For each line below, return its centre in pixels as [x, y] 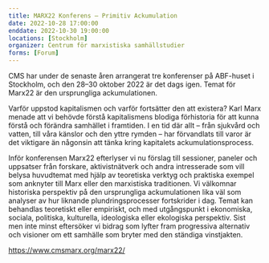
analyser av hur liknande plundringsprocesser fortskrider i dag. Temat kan [131, 200]
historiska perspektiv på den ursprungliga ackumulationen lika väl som [125, 192]
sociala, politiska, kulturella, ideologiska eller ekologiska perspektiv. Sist [127, 218]
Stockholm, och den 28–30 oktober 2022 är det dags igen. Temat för [122, 84]
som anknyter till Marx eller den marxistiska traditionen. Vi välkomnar [122, 184]
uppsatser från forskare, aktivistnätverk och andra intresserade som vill [126, 166]
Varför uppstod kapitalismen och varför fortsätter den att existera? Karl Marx [135, 108]
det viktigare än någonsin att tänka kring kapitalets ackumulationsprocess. [131, 142]
